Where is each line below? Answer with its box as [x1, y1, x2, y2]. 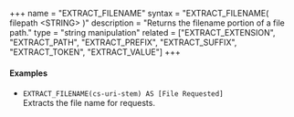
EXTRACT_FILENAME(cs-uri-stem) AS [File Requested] [22, 90, 224, 99]
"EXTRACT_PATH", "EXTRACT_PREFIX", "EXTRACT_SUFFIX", [9, 37, 237, 48]
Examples [9, 68, 48, 79]
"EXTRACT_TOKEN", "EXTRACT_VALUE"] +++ [9, 47, 181, 58]
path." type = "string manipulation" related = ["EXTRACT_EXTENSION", [9, 27, 276, 37]
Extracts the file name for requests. [22, 98, 155, 109]
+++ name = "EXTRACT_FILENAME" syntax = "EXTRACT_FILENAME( [9, 8, 269, 18]
